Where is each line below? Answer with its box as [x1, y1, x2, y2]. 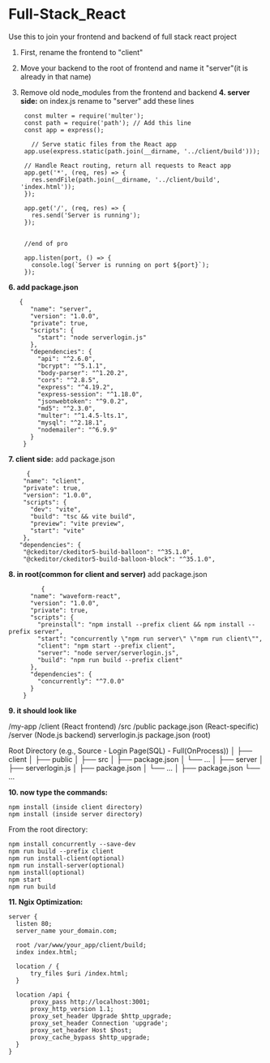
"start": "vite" [29, 527, 85, 535]
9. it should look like [8, 705, 77, 715]
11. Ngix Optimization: [8, 897, 84, 906]
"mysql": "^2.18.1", [37, 419, 107, 427]
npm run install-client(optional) [8, 854, 126, 863]
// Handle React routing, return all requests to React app [24, 161, 232, 170]
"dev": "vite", [29, 505, 82, 514]
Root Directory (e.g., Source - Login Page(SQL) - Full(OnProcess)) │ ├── [8, 746, 253, 755]
